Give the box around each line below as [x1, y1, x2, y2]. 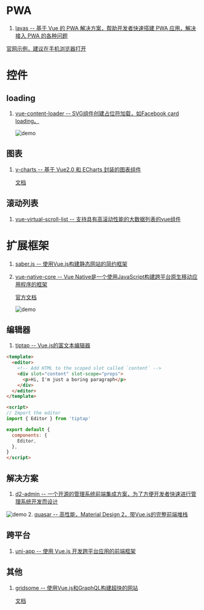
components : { [12, 432, 47, 438]
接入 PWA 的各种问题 [15, 32, 68, 39]
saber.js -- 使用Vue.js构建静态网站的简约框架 [15, 260, 127, 267]
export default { [6, 426, 50, 432]
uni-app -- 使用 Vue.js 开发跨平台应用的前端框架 [15, 547, 136, 555]
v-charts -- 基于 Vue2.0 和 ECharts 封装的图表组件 [15, 166, 141, 173]
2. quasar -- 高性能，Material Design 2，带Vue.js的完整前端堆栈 [28, 511, 188, 518]
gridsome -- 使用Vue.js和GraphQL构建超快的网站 [15, 584, 138, 591]
